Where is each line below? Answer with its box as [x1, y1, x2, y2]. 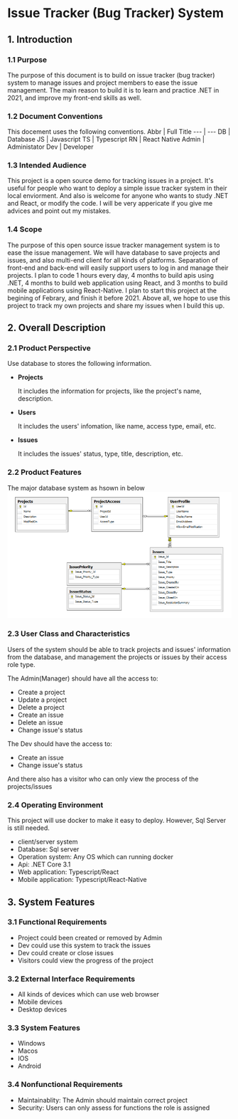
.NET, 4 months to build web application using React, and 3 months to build [7, 278, 228, 287]
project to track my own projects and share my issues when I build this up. [7, 301, 225, 310]
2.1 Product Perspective [7, 343, 91, 353]
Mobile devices [17, 998, 63, 1007]
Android [17, 1062, 41, 1071]
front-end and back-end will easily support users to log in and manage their [7, 263, 229, 272]
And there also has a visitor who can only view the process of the [7, 774, 199, 783]
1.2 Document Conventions [7, 111, 103, 121]
